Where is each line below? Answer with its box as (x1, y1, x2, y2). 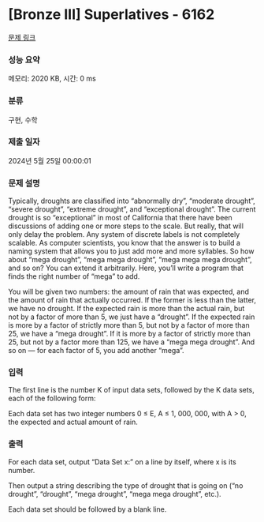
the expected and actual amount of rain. (8, 417, 138, 427)
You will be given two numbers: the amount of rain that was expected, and (8, 287, 250, 297)
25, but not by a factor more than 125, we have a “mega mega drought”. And (8, 337, 255, 347)
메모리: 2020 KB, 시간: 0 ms (8, 73, 96, 84)
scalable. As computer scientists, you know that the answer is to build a (8, 238, 240, 248)
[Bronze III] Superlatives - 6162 (8, 6, 215, 24)
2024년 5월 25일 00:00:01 (8, 156, 92, 165)
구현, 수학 (8, 115, 38, 124)
